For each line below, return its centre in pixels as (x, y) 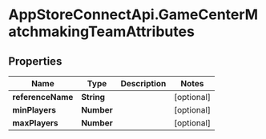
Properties (35, 61)
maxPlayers (35, 123)
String (93, 97)
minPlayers (34, 110)
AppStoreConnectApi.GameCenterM (133, 15)
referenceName (43, 97)
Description (143, 83)
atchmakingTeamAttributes (101, 32)
